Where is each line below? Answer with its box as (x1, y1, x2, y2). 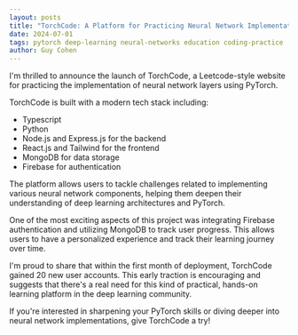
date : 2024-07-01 (9, 29, 74, 38)
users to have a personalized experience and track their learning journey (9, 234, 275, 244)
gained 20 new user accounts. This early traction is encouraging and (9, 270, 261, 281)
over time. (9, 243, 46, 254)
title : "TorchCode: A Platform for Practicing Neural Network (9, 21, 244, 30)
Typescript (21, 115, 62, 125)
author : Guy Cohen (9, 46, 77, 55)
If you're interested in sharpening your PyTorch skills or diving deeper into (9, 306, 280, 316)
